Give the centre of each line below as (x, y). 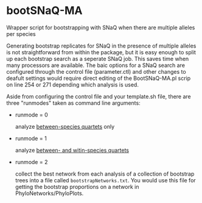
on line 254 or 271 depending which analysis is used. (72, 84)
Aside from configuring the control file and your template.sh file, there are (99, 96)
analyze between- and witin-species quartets (72, 150)
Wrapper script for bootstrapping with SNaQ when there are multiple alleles (101, 27)
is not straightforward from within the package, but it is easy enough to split (101, 52)
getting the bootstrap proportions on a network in (77, 187)
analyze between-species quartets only (65, 126)
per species (21, 34)
